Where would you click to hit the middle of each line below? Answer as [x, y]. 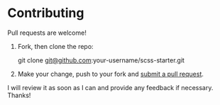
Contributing [46, 13]
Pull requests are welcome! [47, 33]
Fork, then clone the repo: [55, 46]
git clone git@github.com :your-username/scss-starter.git [101, 60]
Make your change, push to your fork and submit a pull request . [111, 74]
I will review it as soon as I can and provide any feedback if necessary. [110, 87]
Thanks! [19, 95]
